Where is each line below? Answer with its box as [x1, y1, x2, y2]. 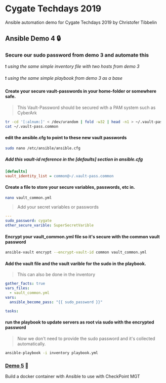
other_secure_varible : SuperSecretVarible [5, 223, 94, 228]
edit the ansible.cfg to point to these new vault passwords [5, 135, 127, 141]
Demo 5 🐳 [5, 362, 29, 369]
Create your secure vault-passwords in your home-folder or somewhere [5, 88, 157, 94]
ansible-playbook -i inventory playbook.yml [5, 350, 98, 355]
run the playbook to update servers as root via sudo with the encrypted [5, 319, 155, 325]
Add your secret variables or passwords [17, 204, 99, 210]
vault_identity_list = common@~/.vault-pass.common [5, 173, 114, 178]
